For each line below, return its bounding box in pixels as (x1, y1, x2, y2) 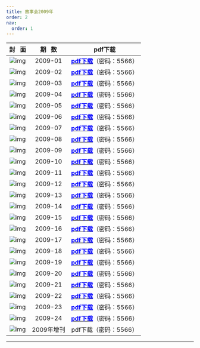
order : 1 (11, 25, 33, 32)
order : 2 (6, 14, 28, 20)
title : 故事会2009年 (6, 8, 54, 15)
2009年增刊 (32, 326, 65, 334)
